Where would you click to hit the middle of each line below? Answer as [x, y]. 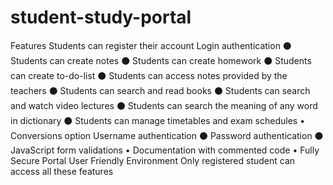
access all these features [62, 171]
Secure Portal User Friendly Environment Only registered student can [153, 160]
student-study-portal [101, 17]
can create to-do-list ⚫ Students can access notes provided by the [149, 75]
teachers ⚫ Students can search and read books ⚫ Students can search [160, 90]
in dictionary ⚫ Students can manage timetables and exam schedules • [158, 120]
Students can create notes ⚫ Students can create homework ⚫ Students [161, 60]
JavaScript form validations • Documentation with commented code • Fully [165, 150]
